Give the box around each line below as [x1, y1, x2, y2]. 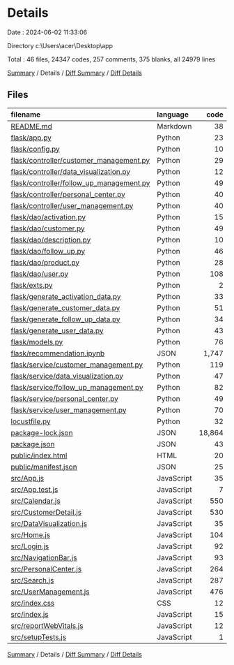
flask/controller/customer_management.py [10, 155, 150, 165]
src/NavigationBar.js [10, 553, 77, 562]
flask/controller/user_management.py [10, 200, 134, 210]
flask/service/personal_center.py [10, 393, 118, 403]
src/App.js [10, 473, 44, 483]
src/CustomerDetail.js [10, 507, 82, 517]
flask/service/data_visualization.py [10, 371, 124, 381]
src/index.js [10, 609, 49, 619]
